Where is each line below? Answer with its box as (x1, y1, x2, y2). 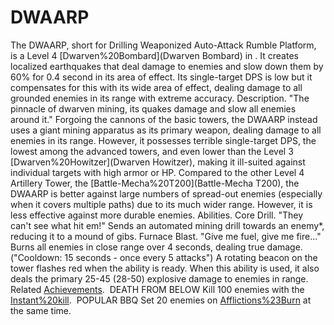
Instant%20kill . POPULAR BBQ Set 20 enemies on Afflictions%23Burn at (10, 294, 312, 306)
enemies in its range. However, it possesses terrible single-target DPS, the (10, 134, 317, 146)
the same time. (10, 304, 72, 316)
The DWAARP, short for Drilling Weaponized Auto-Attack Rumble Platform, (10, 39, 317, 51)
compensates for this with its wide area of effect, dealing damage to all (10, 81, 303, 93)
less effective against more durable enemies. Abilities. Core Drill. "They (10, 209, 304, 221)
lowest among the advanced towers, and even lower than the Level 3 (10, 145, 294, 157)
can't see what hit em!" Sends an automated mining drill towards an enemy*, (10, 219, 325, 231)
